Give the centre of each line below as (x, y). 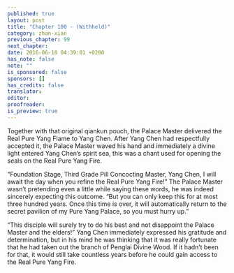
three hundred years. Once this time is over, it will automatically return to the (117, 204)
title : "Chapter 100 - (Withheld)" (59, 27)
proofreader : (26, 105)
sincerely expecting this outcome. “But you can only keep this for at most (112, 196)
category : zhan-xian (37, 33)
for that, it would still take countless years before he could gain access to (112, 254)
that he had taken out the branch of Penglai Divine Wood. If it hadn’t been (113, 247)
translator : (24, 91)
